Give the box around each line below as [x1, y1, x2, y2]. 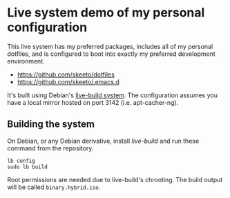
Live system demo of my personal [7, 5, 205, 21]
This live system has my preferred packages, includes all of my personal [7, 42, 213, 50]
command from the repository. [7, 143, 94, 152]
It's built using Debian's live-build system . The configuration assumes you [7, 91, 218, 99]
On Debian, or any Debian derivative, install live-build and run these [7, 137, 200, 145]
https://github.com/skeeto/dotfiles [17, 70, 115, 79]
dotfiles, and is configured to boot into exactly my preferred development [7, 50, 215, 58]
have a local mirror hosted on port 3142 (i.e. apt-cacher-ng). [7, 98, 179, 106]
